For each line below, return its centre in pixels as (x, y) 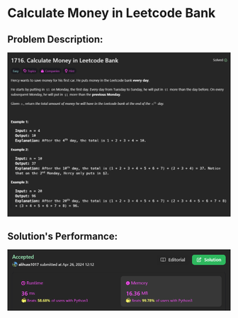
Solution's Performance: (63, 237)
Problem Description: (55, 39)
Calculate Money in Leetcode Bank (112, 13)
